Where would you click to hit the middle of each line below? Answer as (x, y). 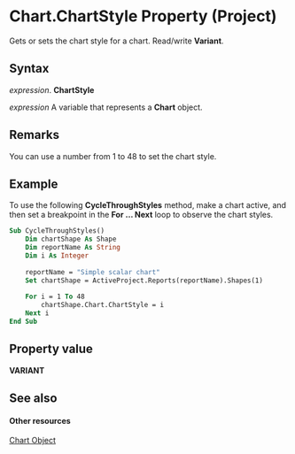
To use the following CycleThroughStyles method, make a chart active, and (147, 205)
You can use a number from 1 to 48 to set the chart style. (113, 156)
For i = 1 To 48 (55, 297)
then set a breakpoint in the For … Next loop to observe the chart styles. (141, 215)
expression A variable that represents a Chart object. (106, 107)
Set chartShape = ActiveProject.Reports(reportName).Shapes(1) (144, 281)
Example (34, 184)
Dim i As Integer (57, 256)
